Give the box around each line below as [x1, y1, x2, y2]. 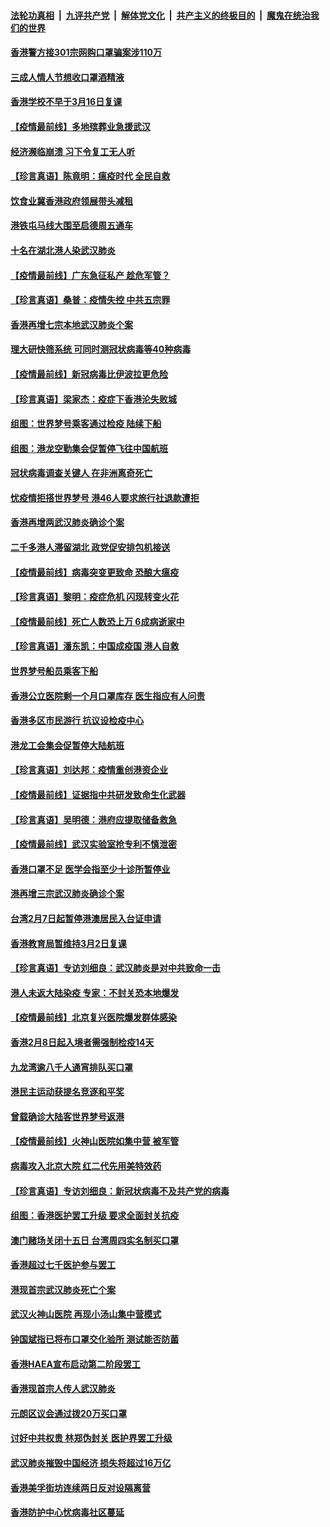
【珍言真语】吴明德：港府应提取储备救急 [10, 813, 177, 825]
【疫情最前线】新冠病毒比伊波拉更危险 [10, 368, 168, 380]
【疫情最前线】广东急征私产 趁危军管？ [10, 269, 171, 281]
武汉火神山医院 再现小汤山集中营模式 [10, 1308, 162, 1320]
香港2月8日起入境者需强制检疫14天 [10, 1036, 155, 1048]
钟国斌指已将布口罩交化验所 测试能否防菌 [10, 1333, 180, 1345]
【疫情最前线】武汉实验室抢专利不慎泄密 [10, 838, 177, 850]
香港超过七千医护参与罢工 [10, 1259, 116, 1271]
